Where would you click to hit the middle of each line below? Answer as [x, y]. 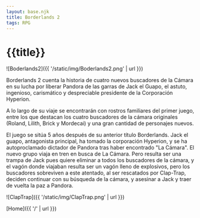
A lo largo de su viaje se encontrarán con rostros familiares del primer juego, [100, 111]
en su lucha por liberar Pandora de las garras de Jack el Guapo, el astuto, [97, 86]
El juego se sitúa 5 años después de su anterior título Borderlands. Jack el [97, 135]
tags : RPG [19, 23]
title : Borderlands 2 [33, 17]
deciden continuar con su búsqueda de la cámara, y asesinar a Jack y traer [99, 179]
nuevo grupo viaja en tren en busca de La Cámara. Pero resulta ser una [94, 154]
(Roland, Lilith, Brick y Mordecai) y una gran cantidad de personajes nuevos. [100, 123]
